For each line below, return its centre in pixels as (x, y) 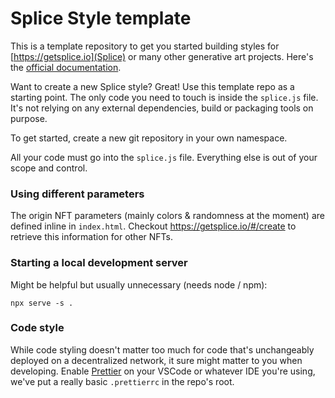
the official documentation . (66, 67)
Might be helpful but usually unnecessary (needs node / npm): (139, 284)
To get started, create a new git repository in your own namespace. (149, 138)
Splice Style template (101, 18)
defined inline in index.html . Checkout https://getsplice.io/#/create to (153, 226)
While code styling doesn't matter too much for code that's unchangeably (162, 349)
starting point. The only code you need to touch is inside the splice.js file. (164, 97)
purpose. (29, 118)
